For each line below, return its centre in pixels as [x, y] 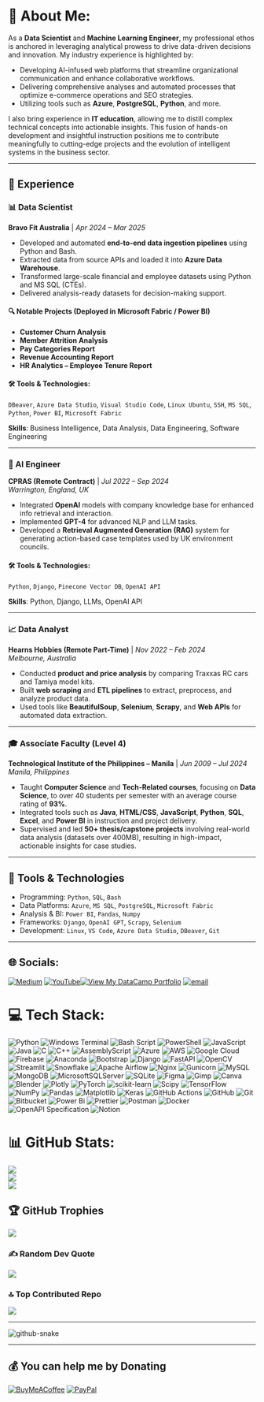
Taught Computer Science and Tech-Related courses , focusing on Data [137, 787]
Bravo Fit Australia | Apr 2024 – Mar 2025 [77, 227]
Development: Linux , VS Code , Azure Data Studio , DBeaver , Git [119, 930]
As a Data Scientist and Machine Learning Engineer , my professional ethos [131, 38]
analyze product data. [55, 698]
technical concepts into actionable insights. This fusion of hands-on [118, 127]
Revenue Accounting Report [66, 357]
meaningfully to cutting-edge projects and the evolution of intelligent [119, 143]
